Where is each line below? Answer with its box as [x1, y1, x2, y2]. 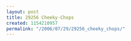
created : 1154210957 [6, 20, 59, 26]
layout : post [6, 8, 39, 15]
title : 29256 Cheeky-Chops [6, 14, 74, 20]
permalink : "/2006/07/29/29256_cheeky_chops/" [6, 25, 126, 32]
